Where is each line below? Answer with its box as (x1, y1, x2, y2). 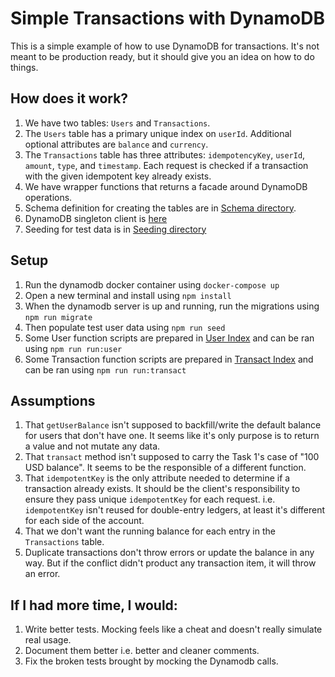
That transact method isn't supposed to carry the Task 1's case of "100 (24, 451, 320, 463)
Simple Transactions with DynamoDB (10, 7, 326, 30)
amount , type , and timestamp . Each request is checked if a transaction (24, 159, 309, 171)
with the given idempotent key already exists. (24, 170, 212, 182)
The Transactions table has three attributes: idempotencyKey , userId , (24, 148, 306, 161)
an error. (24, 568, 61, 580)
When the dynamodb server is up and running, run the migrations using (24, 300, 320, 312)
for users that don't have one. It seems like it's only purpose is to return (24, 430, 320, 442)
